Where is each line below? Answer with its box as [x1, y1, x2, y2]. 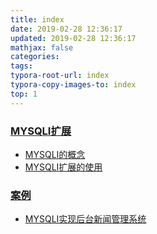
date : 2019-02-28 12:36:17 [10, 24, 123, 34]
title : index [10, 14, 65, 25]
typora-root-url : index [10, 71, 110, 81]
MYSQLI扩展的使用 [24, 161, 103, 173]
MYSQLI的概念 [24, 148, 86, 160]
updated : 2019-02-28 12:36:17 [10, 33, 137, 43]
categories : [10, 52, 60, 62]
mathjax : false [10, 42, 74, 53]
